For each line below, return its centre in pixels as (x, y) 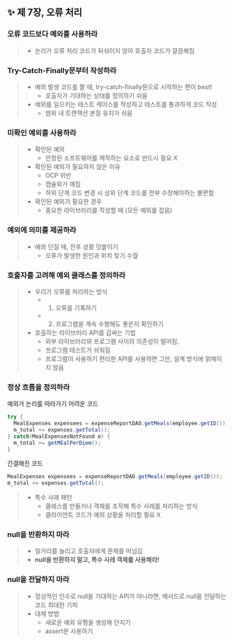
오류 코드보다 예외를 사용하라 (53, 34)
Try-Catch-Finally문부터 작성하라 (62, 70)
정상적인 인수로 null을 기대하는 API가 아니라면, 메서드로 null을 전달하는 (131, 596)
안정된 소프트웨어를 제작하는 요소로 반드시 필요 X (111, 158)
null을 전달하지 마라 (38, 579)
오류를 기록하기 (76, 307)
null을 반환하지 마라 (38, 535)
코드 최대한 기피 (56, 604)
